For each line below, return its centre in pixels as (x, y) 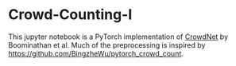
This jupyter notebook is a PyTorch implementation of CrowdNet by (118, 37)
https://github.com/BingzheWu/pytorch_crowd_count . (96, 53)
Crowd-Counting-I (70, 15)
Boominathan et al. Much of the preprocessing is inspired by (107, 45)
